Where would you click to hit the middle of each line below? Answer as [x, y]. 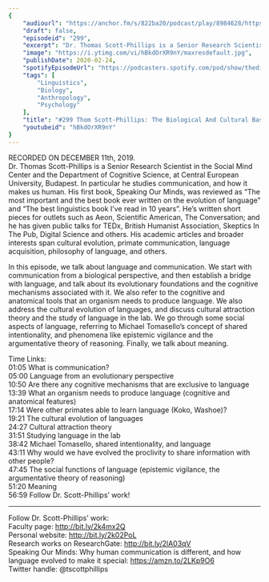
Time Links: [27, 359]
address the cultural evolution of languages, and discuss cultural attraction [132, 309]
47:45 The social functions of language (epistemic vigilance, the [114, 469]
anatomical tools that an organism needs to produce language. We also [125, 300]
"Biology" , [55, 90]
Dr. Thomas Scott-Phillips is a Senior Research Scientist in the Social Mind [130, 166]
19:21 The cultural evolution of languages [76, 418]
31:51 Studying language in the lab [65, 435]
